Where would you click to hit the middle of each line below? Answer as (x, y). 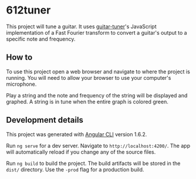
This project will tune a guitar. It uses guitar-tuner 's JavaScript (81, 26)
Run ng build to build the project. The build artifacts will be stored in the (93, 163)
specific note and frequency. (41, 39)
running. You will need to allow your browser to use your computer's (89, 77)
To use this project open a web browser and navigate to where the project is (98, 72)
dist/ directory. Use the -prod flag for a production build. (75, 169)
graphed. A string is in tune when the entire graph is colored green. (87, 102)
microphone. (21, 84)
